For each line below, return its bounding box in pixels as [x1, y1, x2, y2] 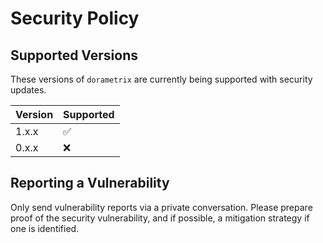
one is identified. [10, 222, 80, 234]
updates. [10, 84, 47, 96]
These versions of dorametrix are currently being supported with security [10, 73, 313, 85]
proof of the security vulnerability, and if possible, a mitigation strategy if [10, 212, 310, 224]
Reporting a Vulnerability [10, 175, 170, 192]
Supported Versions [10, 47, 138, 64]
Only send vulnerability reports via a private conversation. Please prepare [10, 201, 313, 213]
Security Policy [10, 7, 140, 30]
